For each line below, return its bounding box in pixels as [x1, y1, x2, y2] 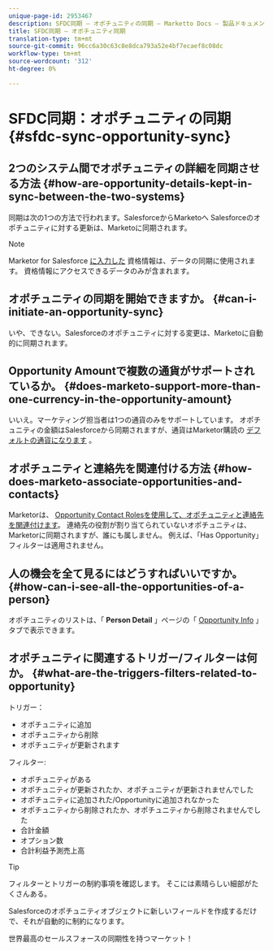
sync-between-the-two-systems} [8, 190, 185, 204]
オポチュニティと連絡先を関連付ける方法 [8, 461, 211, 475]
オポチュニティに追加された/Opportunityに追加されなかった [19, 794, 219, 805]
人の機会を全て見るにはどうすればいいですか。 [8, 567, 243, 580]
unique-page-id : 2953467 [8, 11, 93, 20]
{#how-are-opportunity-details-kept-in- [42, 176, 253, 191]
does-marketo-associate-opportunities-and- [8, 475, 243, 489]
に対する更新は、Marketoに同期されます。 [50, 223, 193, 232]
